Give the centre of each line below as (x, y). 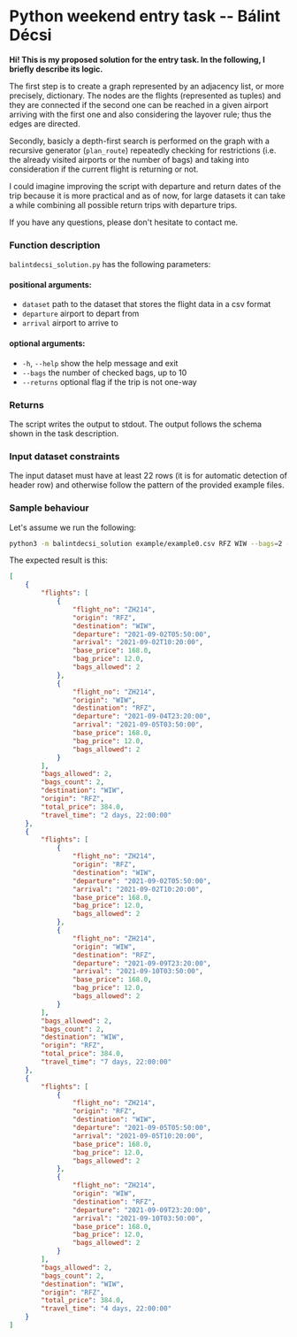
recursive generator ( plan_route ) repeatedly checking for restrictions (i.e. (143, 150)
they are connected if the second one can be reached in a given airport (139, 104)
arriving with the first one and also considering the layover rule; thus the (141, 114)
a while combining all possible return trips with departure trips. (123, 204)
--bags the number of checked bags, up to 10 (104, 373)
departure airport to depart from (80, 314)
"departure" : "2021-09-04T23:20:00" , (142, 717)
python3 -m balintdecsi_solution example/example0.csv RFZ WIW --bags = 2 (146, 543)
